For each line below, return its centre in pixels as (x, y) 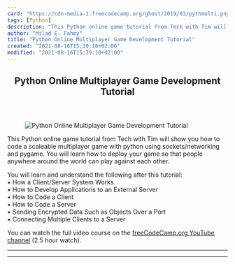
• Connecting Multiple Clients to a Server (66, 219)
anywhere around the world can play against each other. (88, 161)
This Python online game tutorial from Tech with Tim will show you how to (114, 139)
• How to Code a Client (41, 197)
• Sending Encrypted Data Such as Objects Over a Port (87, 212)
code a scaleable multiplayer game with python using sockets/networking (114, 147)
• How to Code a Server (42, 205)
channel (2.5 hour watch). (44, 240)
